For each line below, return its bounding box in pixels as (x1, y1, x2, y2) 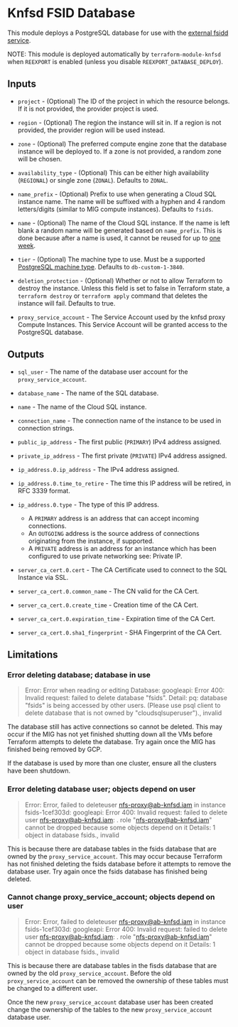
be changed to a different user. (7, 984, 98, 992)
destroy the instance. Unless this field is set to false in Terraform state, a (17, 284, 230, 292)
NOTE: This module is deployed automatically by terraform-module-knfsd (7, 50, 222, 58)
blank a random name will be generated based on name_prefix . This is (17, 226, 222, 235)
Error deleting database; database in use (7, 670, 151, 679)
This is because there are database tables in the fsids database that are (7, 844, 217, 853)
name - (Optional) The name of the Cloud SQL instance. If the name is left (17, 218, 230, 227)
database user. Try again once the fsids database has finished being (7, 867, 207, 876)
